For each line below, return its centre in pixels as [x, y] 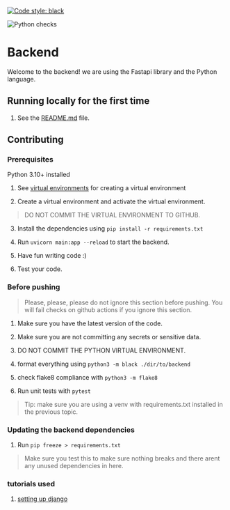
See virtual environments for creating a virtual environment [101, 188]
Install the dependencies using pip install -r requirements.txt [110, 229]
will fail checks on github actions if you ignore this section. [108, 309]
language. [22, 79]
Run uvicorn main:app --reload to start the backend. [93, 242]
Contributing [35, 140]
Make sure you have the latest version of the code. [90, 323]
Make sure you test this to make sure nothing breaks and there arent [122, 458]
